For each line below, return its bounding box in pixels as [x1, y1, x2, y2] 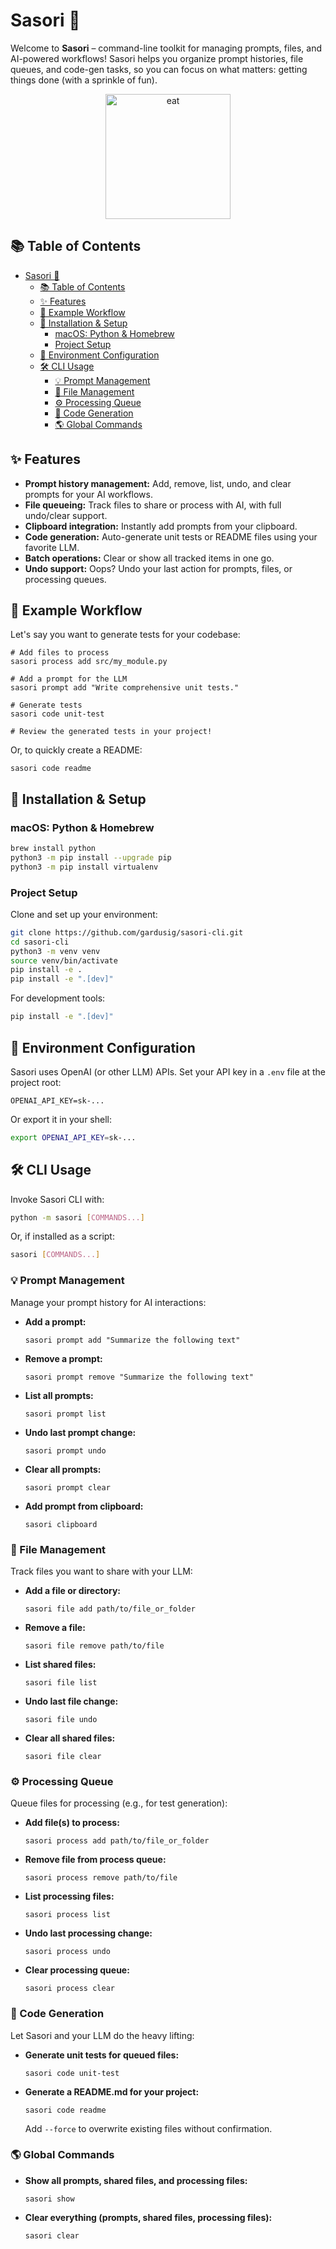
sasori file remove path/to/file [24, 1640, 165, 1651]
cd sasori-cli [10, 937, 70, 947]
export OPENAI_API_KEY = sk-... [10, 1132, 137, 1143]
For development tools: [10, 992, 106, 1004]
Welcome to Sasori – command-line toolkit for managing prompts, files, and [10, 42, 322, 54]
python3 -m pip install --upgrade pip [10, 852, 172, 863]
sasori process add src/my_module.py [10, 657, 168, 667]
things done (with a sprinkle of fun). [10, 74, 158, 86]
